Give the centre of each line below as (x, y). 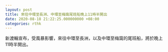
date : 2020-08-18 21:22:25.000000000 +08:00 (52, 19)
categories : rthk (23, 24)
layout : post (19, 10)
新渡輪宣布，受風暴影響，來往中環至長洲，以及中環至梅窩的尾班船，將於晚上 (84, 38)
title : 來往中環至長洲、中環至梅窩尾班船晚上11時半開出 (56, 14)
